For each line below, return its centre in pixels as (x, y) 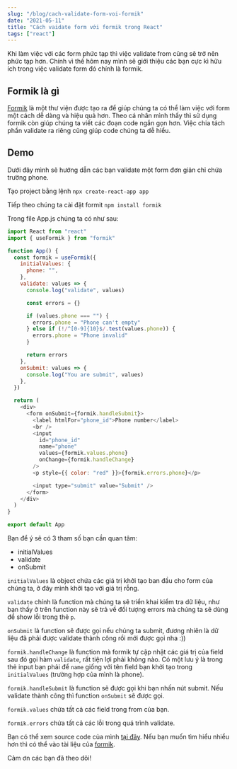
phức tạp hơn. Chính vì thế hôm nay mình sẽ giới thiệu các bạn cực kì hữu (114, 62)
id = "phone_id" (59, 440)
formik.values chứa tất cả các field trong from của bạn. (88, 709)
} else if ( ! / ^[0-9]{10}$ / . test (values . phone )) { (100, 329)
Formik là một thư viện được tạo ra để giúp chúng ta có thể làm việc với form (118, 108)
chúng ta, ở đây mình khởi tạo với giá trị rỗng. (73, 588)
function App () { (33, 251)
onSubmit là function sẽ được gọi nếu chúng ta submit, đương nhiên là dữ (113, 631)
